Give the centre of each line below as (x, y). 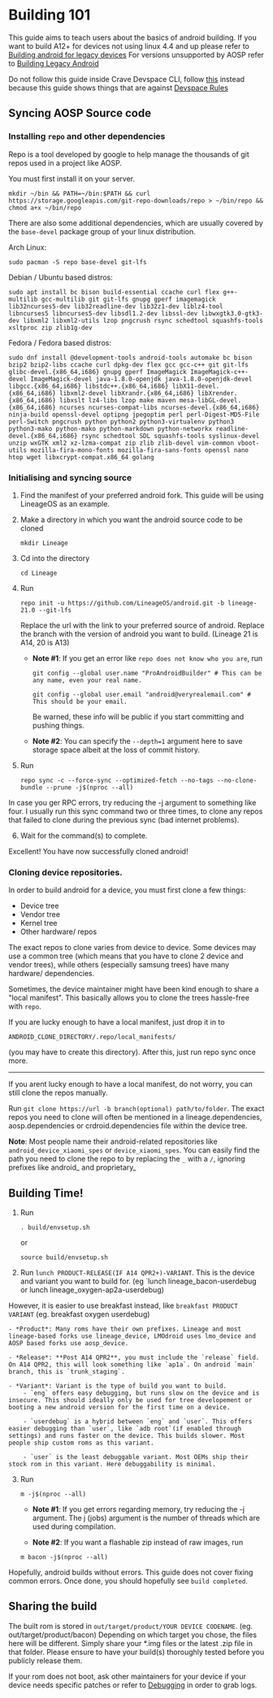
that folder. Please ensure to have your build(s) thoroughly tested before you (136, 1652)
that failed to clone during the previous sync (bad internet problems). (124, 819)
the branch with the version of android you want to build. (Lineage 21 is (139, 634)
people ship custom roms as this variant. (81, 1443)
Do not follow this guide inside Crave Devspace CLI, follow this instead (127, 79)
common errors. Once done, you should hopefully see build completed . (128, 1581)
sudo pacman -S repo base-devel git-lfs (78, 262)
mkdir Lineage (44, 543)
